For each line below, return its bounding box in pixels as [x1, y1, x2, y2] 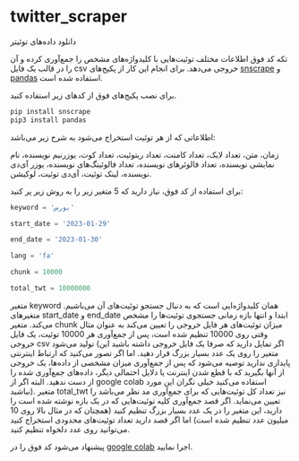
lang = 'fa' [10, 251, 55, 261]
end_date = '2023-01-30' [10, 235, 103, 244]
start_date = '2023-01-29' [10, 219, 111, 228]
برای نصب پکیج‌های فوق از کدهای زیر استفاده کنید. [10, 90, 177, 100]
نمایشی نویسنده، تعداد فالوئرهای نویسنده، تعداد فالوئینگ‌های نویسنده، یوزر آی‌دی [10, 159, 276, 170]
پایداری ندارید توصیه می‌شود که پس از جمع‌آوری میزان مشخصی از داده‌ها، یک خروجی [10, 357, 291, 368]
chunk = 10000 [10, 267, 64, 277]
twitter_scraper [10, 6, 128, 27]
